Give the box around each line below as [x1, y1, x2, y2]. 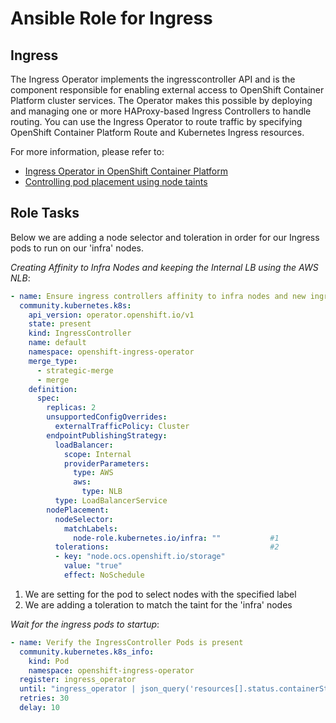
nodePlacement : [46, 505, 110, 515]
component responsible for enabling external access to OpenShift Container [10, 84, 325, 96]
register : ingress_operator [19, 675, 137, 685]
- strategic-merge [36, 365, 114, 376]
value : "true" [63, 561, 123, 571]
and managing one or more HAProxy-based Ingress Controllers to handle [10, 105, 312, 117]
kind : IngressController [28, 328, 132, 339]
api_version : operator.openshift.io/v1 [28, 310, 195, 320]
